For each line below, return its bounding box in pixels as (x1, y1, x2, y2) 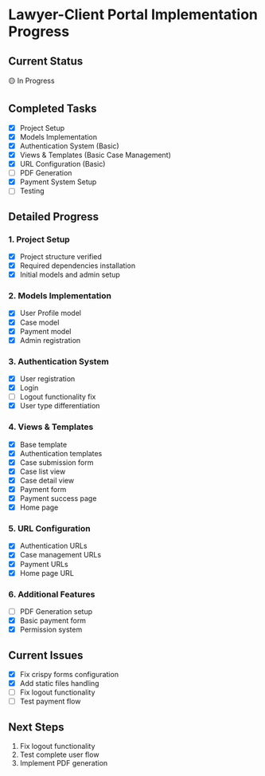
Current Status (8, 54, 84, 68)
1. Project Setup (8, 234, 70, 245)
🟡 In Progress (8, 76, 55, 85)
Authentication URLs (19, 541, 88, 551)
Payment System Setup (19, 177, 97, 187)
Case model (19, 317, 60, 327)
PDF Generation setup (19, 606, 93, 616)
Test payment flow (19, 696, 81, 707)
